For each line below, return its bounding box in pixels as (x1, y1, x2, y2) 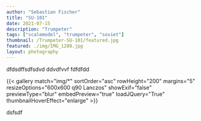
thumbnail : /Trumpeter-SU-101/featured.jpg (6, 37, 119, 43)
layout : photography (6, 49, 59, 55)
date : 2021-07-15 (6, 20, 51, 26)
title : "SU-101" (6, 15, 48, 21)
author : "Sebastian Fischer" (6, 9, 81, 15)
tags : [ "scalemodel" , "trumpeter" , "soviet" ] (6, 32, 124, 38)
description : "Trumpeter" (6, 26, 72, 32)
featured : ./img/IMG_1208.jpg (6, 43, 84, 50)
